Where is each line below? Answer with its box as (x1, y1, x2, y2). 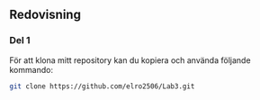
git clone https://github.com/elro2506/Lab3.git (9, 81, 195, 91)
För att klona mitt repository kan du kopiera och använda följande (9, 54, 251, 66)
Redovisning (9, 7, 81, 23)
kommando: (9, 64, 54, 75)
